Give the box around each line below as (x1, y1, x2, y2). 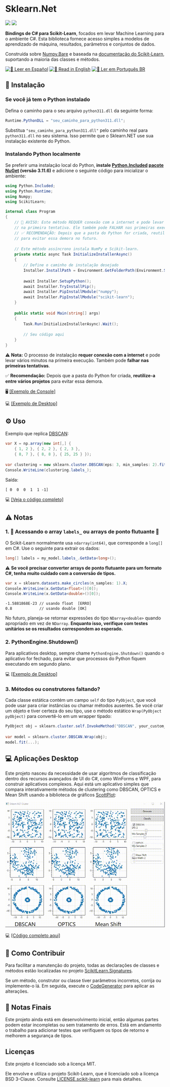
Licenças (5, 1047, 35, 1056)
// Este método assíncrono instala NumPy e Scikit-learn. (14, 246, 139, 251)
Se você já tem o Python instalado (5, 96, 90, 103)
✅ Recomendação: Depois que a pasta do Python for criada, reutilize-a (5, 373, 156, 379)
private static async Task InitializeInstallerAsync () (14, 252, 133, 257)
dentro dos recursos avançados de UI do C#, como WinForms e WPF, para (5, 776, 161, 782)
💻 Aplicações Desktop (5, 754, 79, 763)
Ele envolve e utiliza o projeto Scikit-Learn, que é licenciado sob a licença (5, 1071, 159, 1077)
